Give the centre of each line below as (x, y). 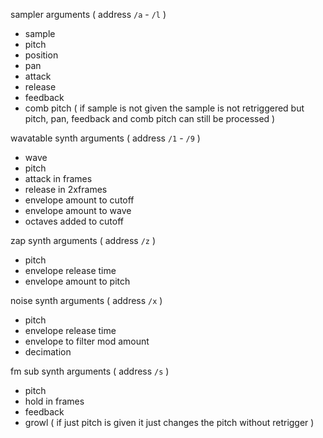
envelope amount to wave (78, 210)
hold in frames (54, 401)
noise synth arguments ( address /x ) (86, 300)
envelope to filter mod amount (87, 341)
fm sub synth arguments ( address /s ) (90, 371)
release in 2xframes (66, 189)
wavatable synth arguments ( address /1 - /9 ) (105, 138)
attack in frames (58, 178)
